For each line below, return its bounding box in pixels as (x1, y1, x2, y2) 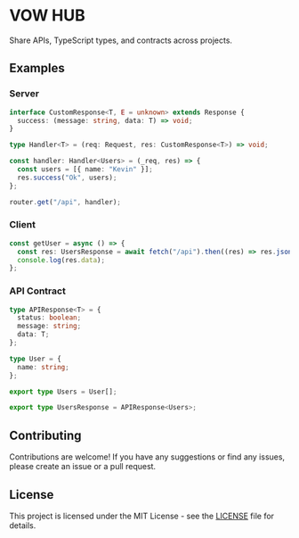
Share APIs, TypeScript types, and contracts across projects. (9, 35, 233, 46)
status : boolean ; (17, 313, 82, 322)
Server (9, 87, 40, 100)
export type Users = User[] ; (9, 387, 117, 396)
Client (9, 219, 36, 231)
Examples (9, 61, 65, 76)
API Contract (9, 285, 67, 297)
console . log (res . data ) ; (17, 255, 105, 264)
